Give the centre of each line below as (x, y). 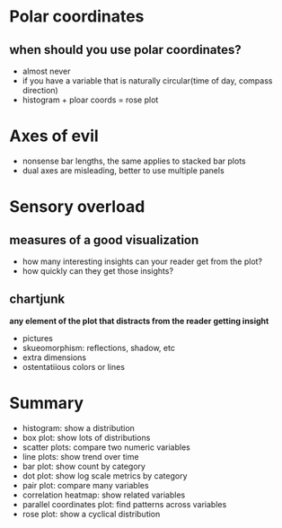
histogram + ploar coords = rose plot (90, 100)
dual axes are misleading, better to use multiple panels (123, 170)
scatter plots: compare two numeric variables (106, 447)
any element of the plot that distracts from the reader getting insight (139, 321)
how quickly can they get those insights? (97, 270)
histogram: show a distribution (78, 427)
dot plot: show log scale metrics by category (105, 475)
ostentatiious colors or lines (74, 366)
